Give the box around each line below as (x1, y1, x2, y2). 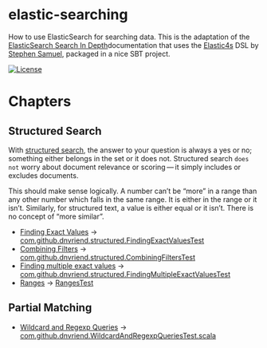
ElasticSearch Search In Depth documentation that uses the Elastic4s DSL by (8, 40, 259, 49)
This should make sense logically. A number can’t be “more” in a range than (8, 186, 257, 196)
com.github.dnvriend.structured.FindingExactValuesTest (19, 235, 205, 245)
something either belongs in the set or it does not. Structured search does (8, 153, 249, 163)
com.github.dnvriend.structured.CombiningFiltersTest (19, 252, 196, 262)
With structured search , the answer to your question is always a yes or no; (8, 145, 253, 155)
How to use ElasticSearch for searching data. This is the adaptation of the (8, 32, 250, 42)
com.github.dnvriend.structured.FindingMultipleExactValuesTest (19, 269, 231, 279)
